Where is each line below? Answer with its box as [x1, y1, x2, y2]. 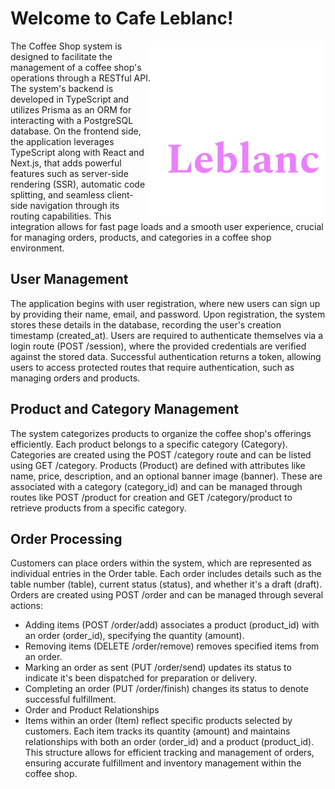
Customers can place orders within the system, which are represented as [10, 557, 312, 569]
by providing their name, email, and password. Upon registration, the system [10, 308, 326, 320]
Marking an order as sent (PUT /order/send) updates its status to [24, 662, 292, 674]
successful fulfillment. [24, 693, 117, 706]
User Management [10, 271, 129, 288]
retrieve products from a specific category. [10, 502, 187, 514]
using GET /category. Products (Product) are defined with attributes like [10, 459, 306, 471]
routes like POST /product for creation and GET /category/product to [10, 491, 293, 503]
